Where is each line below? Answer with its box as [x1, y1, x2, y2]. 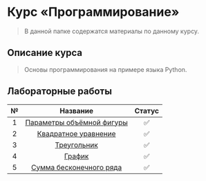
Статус [134, 106, 159, 115]
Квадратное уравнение [37, 128, 116, 138]
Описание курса [7, 47, 83, 59]
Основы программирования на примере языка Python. [24, 65, 187, 73]
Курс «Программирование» [7, 4, 180, 20]
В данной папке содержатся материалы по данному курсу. [24, 27, 199, 35]
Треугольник [55, 140, 98, 149]
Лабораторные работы [7, 86, 113, 97]
